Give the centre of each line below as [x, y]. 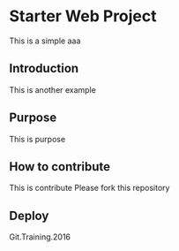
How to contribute [60, 167]
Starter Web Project [83, 16]
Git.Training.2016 [40, 237]
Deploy [29, 215]
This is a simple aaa [45, 41]
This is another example [53, 89]
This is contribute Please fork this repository [89, 188]
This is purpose [37, 139]
